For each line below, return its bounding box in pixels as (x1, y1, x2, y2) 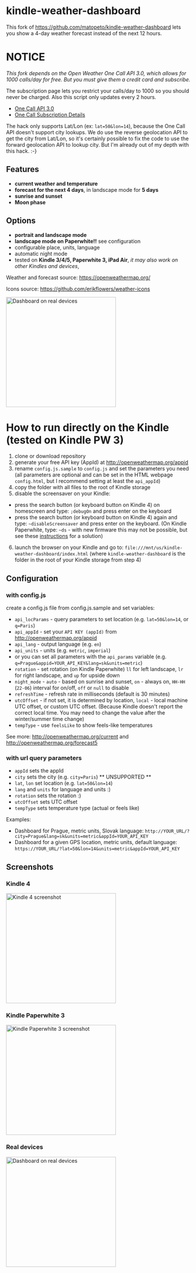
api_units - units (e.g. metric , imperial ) (14, 647, 111, 654)
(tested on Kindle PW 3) (6, 433, 124, 446)
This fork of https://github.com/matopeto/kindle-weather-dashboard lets (6, 23, 181, 31)
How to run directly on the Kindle (6, 421, 170, 434)
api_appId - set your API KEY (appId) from (14, 628, 117, 635)
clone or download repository (14, 453, 86, 460)
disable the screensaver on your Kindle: (14, 490, 111, 497)
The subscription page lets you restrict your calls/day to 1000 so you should (6, 87, 190, 94)
